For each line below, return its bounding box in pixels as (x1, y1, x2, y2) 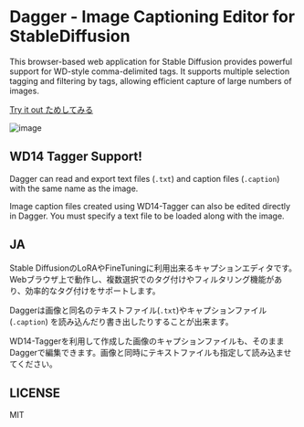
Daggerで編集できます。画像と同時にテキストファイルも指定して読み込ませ (9, 347, 292, 358)
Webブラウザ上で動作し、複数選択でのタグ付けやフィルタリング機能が (9, 273, 275, 284)
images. (9, 85, 39, 96)
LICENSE (9, 385, 61, 400)
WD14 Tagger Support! (9, 149, 143, 165)
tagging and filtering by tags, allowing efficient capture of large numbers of (9, 75, 292, 86)
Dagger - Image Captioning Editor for (9, 6, 295, 27)
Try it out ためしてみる (9, 103, 94, 115)
